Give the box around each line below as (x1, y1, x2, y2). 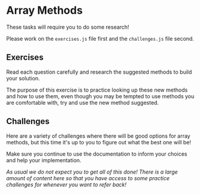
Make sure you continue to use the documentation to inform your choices (6, 150, 187, 157)
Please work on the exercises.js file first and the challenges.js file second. (6, 35, 195, 42)
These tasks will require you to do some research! (6, 23, 130, 31)
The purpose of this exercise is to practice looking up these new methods (6, 86, 188, 93)
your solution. (6, 74, 40, 81)
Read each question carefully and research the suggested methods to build (6, 68, 192, 75)
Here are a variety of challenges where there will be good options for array (6, 132, 190, 140)
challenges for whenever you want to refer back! (6, 181, 127, 188)
